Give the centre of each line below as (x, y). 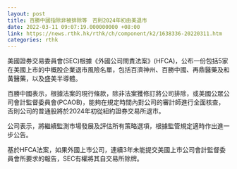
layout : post (26, 14)
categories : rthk (33, 40)
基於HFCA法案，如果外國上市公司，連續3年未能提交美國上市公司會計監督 (114, 150)
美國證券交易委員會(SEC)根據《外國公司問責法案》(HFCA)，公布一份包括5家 (118, 61)
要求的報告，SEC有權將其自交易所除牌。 (84, 158)
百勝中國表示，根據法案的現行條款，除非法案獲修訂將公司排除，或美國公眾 (115, 94)
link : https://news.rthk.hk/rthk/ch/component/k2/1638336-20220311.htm (115, 33)
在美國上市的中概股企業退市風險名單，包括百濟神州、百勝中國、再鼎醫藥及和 (119, 70)
